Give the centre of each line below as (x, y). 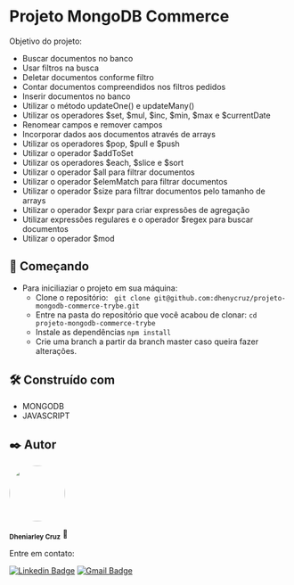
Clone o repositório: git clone (93, 297)
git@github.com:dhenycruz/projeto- (220, 298)
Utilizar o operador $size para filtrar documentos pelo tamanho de (143, 191)
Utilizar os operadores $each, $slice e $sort (103, 162)
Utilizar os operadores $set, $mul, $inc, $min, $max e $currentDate (146, 115)
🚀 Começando (49, 266)
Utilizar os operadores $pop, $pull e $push (101, 144)
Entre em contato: (42, 554)
